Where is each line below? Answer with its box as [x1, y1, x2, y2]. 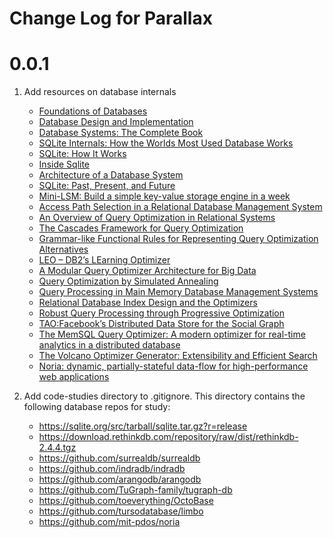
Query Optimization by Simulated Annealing [38, 275, 219, 287]
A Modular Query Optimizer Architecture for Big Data [38, 265, 257, 277]
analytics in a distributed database [38, 339, 181, 351]
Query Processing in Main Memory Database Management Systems [38, 286, 319, 298]
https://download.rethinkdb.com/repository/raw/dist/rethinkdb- [38, 431, 299, 443]
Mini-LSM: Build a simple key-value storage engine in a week [38, 190, 291, 202]
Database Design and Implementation [38, 116, 194, 128]
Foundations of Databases [38, 105, 148, 117]
